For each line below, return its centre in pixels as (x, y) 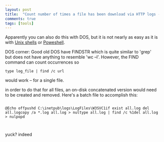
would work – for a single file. (35, 80)
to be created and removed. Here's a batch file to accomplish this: (72, 95)
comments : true (20, 19)
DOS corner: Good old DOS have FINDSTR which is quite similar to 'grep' (78, 52)
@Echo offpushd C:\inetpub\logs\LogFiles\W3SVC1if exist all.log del (77, 108)
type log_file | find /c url (35, 71)
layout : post (18, 10)
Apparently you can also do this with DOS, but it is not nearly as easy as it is (82, 37)
